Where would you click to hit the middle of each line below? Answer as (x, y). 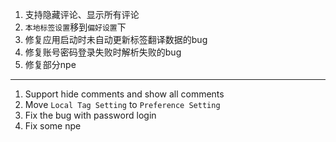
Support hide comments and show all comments (124, 94)
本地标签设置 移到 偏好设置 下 (75, 27)
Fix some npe (53, 126)
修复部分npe (50, 64)
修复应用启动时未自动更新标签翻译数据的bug (116, 39)
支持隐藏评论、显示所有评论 (82, 14)
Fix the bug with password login (90, 115)
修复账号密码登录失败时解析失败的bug (103, 52)
